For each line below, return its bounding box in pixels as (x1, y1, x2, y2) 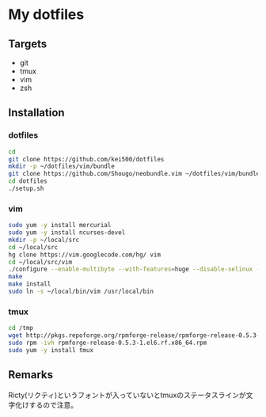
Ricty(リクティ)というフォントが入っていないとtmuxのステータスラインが (8, 390, 247, 400)
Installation (8, 106, 65, 119)
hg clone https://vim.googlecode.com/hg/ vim (8, 251, 161, 259)
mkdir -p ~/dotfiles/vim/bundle (8, 162, 115, 171)
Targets (8, 37, 47, 51)
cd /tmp (8, 324, 34, 332)
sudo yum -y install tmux (8, 346, 93, 354)
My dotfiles (8, 6, 85, 24)
